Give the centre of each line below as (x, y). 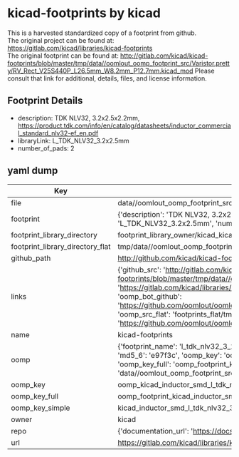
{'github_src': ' (141, 269)
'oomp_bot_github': (149, 296)
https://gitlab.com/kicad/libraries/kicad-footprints (80, 48)
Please (205, 71)
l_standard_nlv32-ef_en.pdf (58, 133)
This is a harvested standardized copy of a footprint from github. (102, 33)
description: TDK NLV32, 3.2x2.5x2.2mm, (79, 118)
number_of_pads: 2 (46, 148)
